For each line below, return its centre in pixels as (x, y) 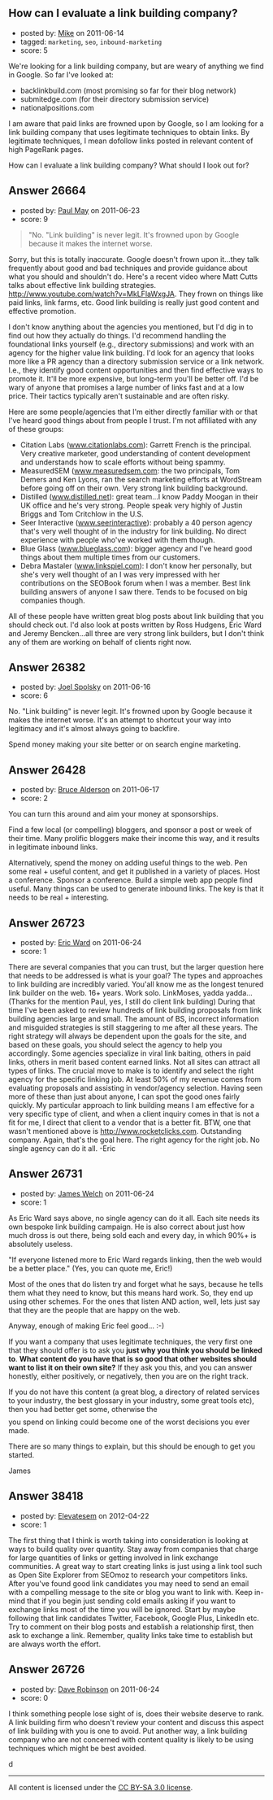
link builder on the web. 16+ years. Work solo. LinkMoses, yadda (116, 993)
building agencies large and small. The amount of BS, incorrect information (134, 1019)
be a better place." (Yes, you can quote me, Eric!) (91, 1268)
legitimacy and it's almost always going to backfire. (94, 729)
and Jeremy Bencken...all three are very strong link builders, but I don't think (136, 633)
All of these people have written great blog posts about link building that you (136, 616)
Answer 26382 (47, 667)
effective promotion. (42, 311)
